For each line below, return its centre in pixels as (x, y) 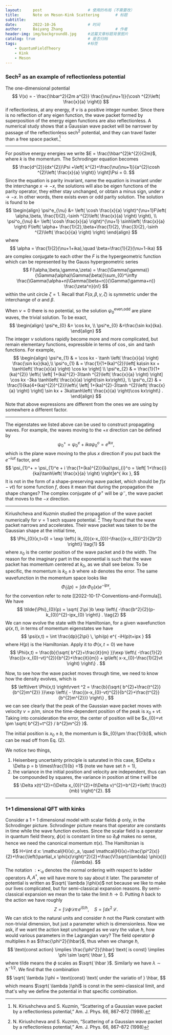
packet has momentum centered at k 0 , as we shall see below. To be (77, 565)
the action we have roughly (34, 900)
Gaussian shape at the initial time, (41, 531)
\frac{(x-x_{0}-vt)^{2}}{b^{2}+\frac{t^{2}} (116, 692)
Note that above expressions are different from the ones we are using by (82, 404)
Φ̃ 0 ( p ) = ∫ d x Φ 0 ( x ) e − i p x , (86, 587)
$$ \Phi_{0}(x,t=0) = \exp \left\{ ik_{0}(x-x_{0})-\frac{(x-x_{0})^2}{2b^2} (86, 539)
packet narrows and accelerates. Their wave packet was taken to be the (81, 525)
